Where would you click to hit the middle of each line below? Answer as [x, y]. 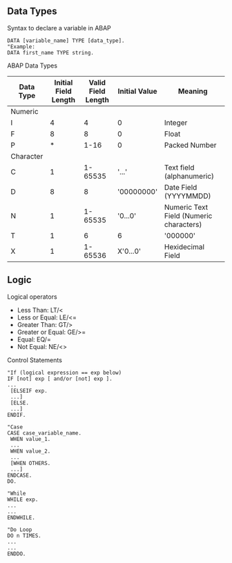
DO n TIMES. [24, 535]
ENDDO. [17, 554]
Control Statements [35, 360]
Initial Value [137, 91]
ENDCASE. [20, 475]
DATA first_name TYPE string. [51, 52]
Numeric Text [186, 207]
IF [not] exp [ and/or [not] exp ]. [60, 379]
